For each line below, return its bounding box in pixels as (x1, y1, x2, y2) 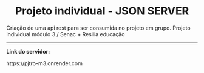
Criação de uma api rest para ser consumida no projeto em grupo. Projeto (6, 24, 191, 31)
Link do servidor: (6, 48, 50, 55)
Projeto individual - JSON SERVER (15, 4, 189, 18)
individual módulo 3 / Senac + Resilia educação (6, 30, 125, 37)
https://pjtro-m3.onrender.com (6, 59, 83, 67)
